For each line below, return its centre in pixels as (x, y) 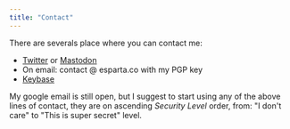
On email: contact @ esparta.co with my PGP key (112, 69)
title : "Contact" (41, 17)
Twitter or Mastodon (59, 60)
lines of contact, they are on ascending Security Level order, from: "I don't (145, 105)
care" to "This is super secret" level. (76, 115)
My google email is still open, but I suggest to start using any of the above (145, 96)
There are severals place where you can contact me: (106, 43)
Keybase (38, 79)
